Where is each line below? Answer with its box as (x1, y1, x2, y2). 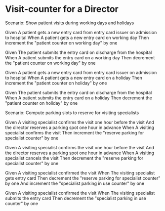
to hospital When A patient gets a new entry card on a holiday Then (5, 75, 142, 81)
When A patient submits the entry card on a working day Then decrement (5, 54, 155, 60)
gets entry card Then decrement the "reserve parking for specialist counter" (5, 175, 161, 181)
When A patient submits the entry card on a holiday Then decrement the (5, 95, 152, 101)
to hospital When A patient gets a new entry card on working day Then (5, 35, 149, 41)
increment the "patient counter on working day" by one (5, 40, 118, 45)
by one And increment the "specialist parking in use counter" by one (5, 180, 145, 186)
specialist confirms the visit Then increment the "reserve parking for (5, 129, 144, 135)
